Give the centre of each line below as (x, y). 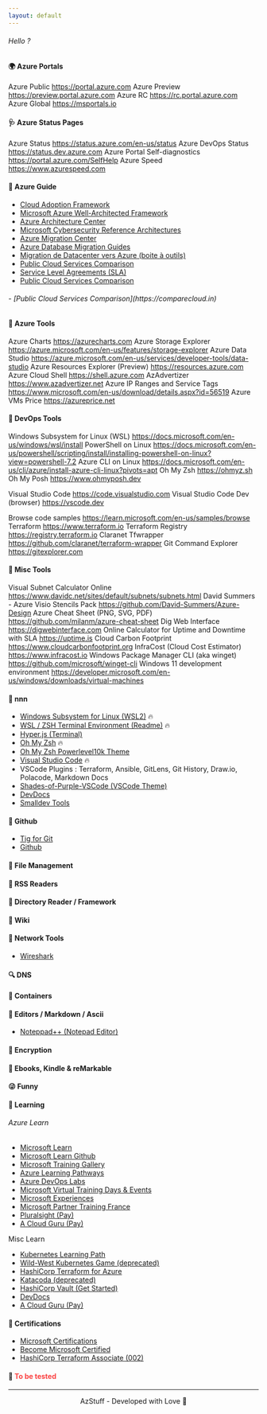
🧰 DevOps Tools (35, 419)
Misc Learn (27, 1239)
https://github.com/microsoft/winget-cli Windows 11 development (115, 664)
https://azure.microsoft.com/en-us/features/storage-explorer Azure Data (128, 349)
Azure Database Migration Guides (75, 247)
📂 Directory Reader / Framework (62, 902)
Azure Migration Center (58, 238)
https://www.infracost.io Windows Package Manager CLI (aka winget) (122, 655)
